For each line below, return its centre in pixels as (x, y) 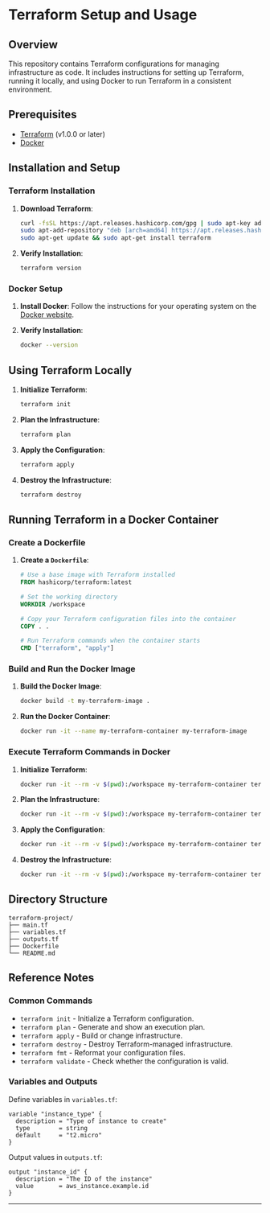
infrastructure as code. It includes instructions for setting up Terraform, (126, 72)
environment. (30, 89)
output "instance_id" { (48, 1172)
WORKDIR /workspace (53, 604)
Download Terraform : (57, 208)
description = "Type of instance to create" (91, 1121)
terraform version (51, 268)
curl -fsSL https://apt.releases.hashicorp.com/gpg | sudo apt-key (135, 223)
